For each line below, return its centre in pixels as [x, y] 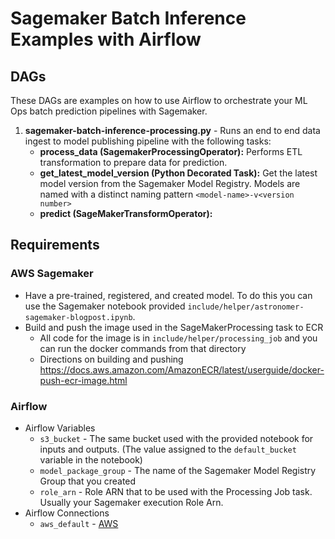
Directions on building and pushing [111, 359]
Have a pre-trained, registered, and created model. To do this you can [168, 295]
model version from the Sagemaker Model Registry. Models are [170, 183]
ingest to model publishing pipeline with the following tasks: [148, 141]
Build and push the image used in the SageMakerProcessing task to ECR [174, 327]
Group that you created [88, 481]
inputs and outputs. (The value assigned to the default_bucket [168, 449]
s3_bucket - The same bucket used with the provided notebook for [176, 438]
